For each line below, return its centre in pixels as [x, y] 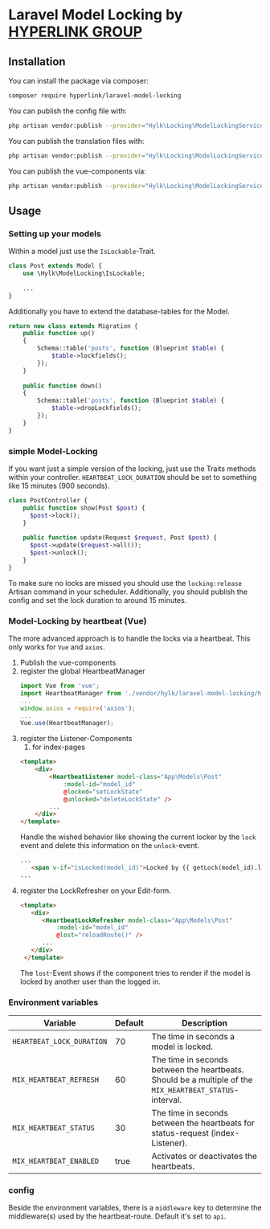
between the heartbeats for [203, 1123]
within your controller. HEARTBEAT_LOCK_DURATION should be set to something [133, 477]
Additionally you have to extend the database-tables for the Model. [119, 311]
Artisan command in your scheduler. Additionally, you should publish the [128, 592]
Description [205, 1023]
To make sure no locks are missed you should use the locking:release [125, 583]
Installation [37, 61]
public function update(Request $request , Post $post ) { [120, 538]
